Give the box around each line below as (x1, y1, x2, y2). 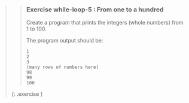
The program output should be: (26, 37, 103, 44)
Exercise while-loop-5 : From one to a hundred (26, 5, 164, 14)
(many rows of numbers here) (26, 64, 99, 71)
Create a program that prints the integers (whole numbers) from (26, 19, 184, 26)
